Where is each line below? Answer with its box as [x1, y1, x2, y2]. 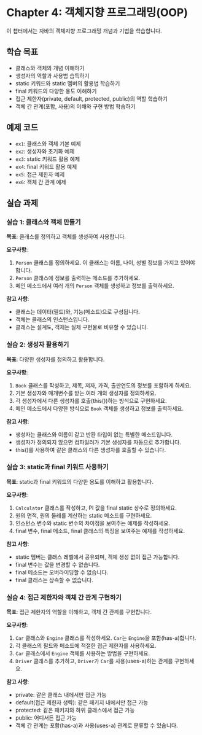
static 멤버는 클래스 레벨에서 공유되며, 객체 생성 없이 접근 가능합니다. [15, 553, 180, 561]
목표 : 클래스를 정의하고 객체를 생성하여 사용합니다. [6, 233, 126, 240]
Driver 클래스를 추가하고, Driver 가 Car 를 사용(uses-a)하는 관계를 [15, 658, 173, 665]
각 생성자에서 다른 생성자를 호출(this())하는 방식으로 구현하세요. [15, 397, 167, 404]
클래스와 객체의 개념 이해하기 [15, 64, 85, 71]
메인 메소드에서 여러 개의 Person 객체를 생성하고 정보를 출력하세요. [15, 282, 175, 289]
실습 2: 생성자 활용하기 [6, 340, 69, 349]
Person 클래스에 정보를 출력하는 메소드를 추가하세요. [15, 274, 141, 282]
